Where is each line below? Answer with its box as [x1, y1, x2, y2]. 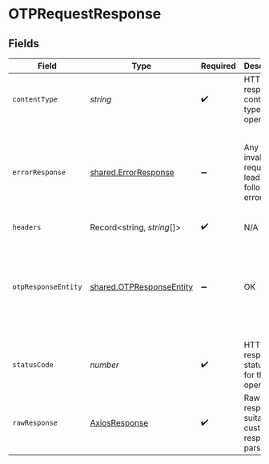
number [90, 359, 120, 370]
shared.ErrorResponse [90, 167, 175, 178]
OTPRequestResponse [8, 5, 162, 23]
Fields [8, 37, 40, 50]
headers [12, 222, 42, 232]
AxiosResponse [90, 418, 149, 428]
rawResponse [12, 418, 58, 427]
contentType [12, 95, 58, 104]
